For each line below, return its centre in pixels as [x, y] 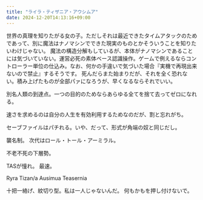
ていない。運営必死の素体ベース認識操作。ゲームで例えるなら [109, 58]
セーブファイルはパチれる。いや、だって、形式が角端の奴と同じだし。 [93, 127]
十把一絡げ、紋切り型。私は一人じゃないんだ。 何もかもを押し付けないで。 [99, 190]
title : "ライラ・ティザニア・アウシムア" [52, 12]
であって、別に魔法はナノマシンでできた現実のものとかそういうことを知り [99, 43]
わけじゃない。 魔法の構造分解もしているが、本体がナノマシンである [97, 51]
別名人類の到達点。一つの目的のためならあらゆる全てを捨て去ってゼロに [96, 94]
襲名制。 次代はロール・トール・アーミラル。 [63, 140]
